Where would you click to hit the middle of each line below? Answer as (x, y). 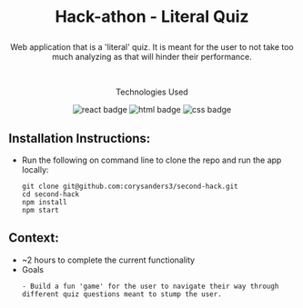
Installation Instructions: (80, 138)
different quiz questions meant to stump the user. (121, 294)
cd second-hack (50, 194)
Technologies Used (152, 92)
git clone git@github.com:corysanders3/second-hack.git (130, 186)
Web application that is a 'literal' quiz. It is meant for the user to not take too (151, 47)
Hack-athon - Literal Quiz (152, 17)
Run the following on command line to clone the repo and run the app (151, 160)
